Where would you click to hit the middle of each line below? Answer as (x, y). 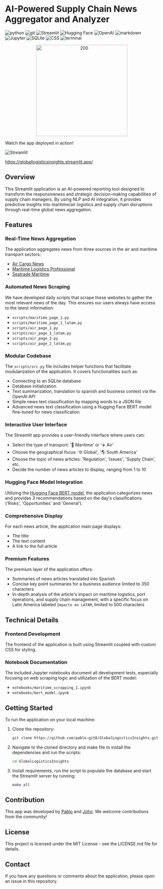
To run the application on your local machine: (50, 720)
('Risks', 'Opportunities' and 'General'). (44, 503)
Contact (18, 864)
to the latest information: (30, 308)
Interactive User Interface (36, 425)
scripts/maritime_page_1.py (40, 317)
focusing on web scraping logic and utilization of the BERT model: (71, 678)
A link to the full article (35, 546)
